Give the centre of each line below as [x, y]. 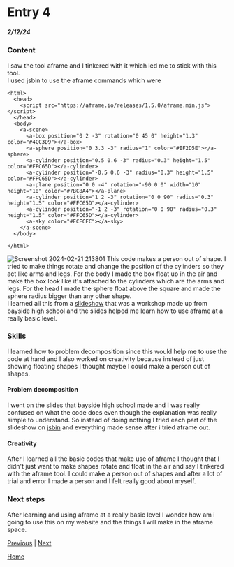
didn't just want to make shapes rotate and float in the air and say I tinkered [116, 466]
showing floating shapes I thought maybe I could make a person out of [109, 366]
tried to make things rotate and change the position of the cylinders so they [116, 266]
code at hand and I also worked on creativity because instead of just [106, 359]
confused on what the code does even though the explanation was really [112, 413]
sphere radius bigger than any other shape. [70, 296]
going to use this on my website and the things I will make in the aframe [110, 522]
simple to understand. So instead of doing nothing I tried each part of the [112, 420]
